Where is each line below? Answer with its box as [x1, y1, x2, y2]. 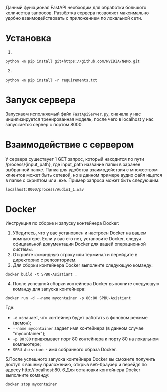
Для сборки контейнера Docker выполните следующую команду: [12, 262, 153, 268]
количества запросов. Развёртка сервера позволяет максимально [5, 10, 149, 16]
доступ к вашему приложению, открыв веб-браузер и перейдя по [5, 361, 147, 367]
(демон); [12, 320, 32, 326]
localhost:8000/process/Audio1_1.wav [5, 187, 84, 192]
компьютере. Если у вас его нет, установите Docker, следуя [12, 235, 141, 241]
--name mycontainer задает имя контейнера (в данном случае [12, 325, 144, 331]
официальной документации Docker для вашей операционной [12, 241, 146, 247]
